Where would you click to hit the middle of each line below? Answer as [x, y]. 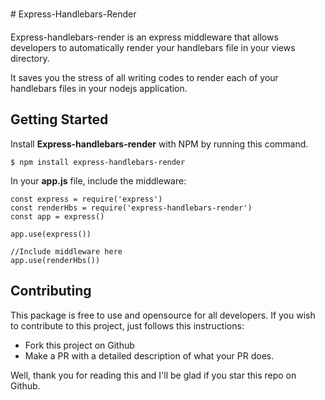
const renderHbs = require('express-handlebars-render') [131, 208]
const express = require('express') [86, 199]
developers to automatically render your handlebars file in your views [153, 47]
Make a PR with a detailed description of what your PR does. [149, 355]
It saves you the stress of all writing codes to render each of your [144, 77]
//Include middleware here [66, 251]
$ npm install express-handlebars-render [98, 162]
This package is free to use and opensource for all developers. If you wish [163, 315]
